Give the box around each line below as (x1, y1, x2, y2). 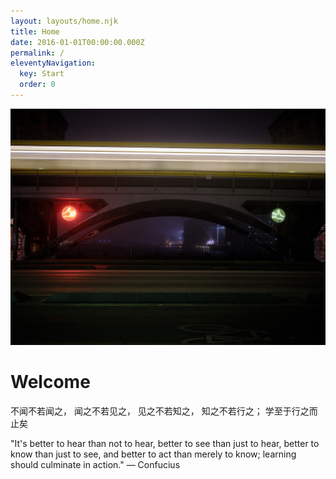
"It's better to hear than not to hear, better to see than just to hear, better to (10, 437, 320, 449)
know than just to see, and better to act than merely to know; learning (10, 448, 297, 460)
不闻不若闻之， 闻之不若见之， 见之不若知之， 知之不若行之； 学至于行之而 (10, 405, 318, 417)
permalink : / (10, 48, 65, 58)
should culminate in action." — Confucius (10, 458, 181, 470)
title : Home (10, 26, 60, 37)
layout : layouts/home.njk (10, 16, 118, 26)
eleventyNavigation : (10, 58, 97, 69)
